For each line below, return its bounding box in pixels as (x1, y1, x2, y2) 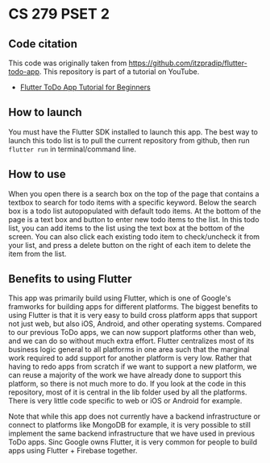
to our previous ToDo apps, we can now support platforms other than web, (8, 328, 256, 337)
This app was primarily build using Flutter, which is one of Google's (8, 293, 231, 303)
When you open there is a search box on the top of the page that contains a (8, 188, 260, 198)
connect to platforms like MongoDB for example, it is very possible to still (8, 420, 251, 430)
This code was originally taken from (8, 58, 127, 68)
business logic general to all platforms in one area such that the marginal (8, 345, 250, 354)
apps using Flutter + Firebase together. (8, 446, 138, 456)
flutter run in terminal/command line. (8, 144, 137, 154)
